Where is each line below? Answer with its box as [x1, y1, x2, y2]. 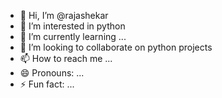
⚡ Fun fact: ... [19, 78, 75, 90]
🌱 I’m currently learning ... [19, 31, 127, 42]
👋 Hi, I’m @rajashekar [19, 10, 109, 21]
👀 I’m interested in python [19, 20, 126, 32]
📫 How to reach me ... [19, 53, 113, 64]
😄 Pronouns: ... [19, 67, 85, 79]
